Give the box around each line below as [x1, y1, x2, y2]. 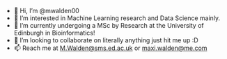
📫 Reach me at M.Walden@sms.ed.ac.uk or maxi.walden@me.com [13, 44, 208, 52]
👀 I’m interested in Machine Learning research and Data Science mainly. [13, 14, 221, 22]
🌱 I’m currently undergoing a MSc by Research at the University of [13, 22, 204, 29]
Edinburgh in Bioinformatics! [13, 28, 95, 37]
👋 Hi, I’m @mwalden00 [13, 7, 80, 15]
